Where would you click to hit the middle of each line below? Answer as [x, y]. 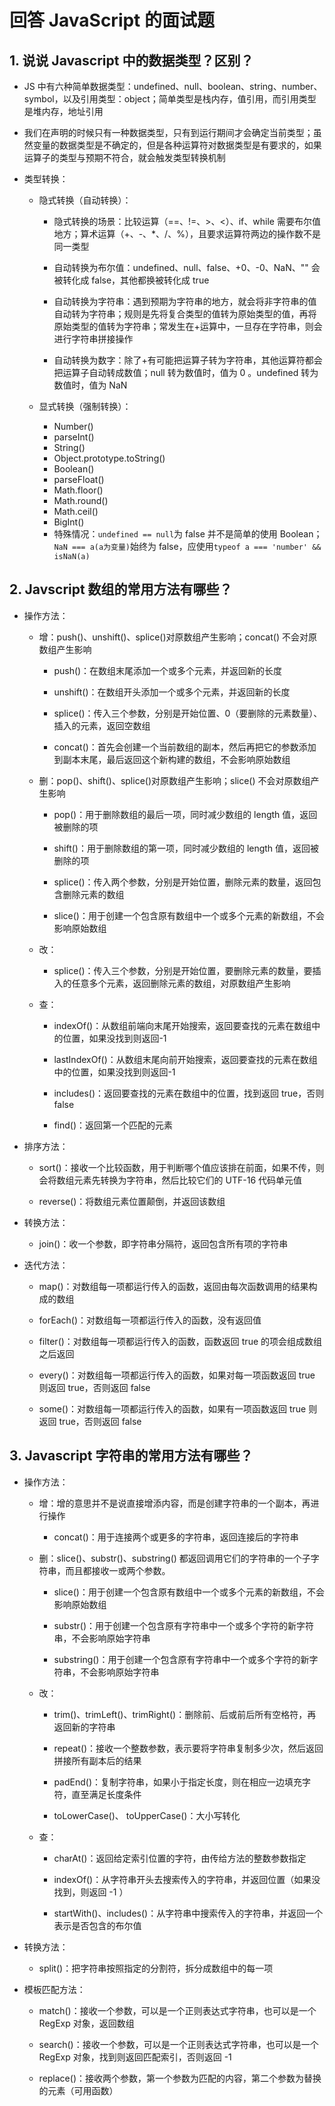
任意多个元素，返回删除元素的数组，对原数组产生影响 [181, 983]
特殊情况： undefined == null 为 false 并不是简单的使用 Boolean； [188, 534]
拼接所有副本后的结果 [97, 1760]
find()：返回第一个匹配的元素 [113, 1125]
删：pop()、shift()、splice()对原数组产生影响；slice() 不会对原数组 [174, 780]
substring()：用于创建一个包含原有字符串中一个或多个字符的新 [181, 1659]
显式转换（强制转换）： [85, 406]
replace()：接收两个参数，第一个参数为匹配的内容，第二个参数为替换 [180, 2078]
